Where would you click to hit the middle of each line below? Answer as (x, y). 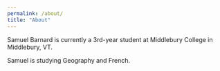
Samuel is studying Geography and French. (68, 60)
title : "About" (29, 20)
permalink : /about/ (35, 13)
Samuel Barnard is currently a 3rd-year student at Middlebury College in (110, 39)
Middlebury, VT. (30, 47)
